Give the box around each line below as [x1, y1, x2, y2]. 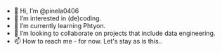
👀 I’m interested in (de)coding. [13, 14, 102, 22]
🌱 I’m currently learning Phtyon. [13, 22, 106, 30]
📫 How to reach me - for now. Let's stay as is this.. [13, 37, 163, 45]
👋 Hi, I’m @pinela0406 [13, 7, 79, 15]
